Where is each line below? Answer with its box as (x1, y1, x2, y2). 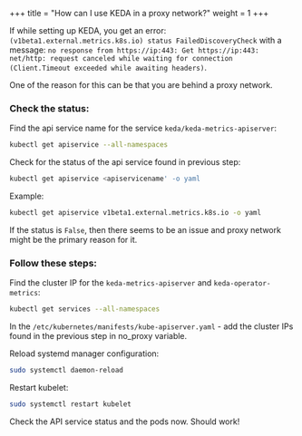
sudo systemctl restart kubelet (9, 399, 132, 409)
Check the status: (9, 102, 90, 114)
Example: (9, 190, 44, 202)
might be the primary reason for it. (9, 234, 138, 245)
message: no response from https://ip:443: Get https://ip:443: (9, 44, 260, 55)
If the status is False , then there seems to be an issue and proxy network (9, 224, 281, 235)
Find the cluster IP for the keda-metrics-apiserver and (9, 277, 212, 288)
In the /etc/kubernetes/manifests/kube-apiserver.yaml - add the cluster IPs (9, 321, 294, 332)
